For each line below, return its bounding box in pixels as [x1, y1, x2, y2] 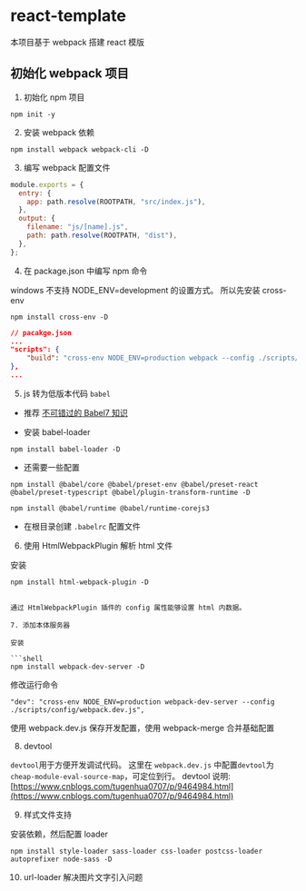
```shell [10, 654, 44, 663]
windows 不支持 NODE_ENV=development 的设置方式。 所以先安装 [10, 284, 261, 295]
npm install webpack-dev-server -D [10, 662, 145, 671]
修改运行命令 [10, 678, 58, 690]
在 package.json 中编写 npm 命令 [23, 265, 148, 276]
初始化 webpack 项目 [10, 65, 130, 82]
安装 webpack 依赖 [23, 126, 94, 137]
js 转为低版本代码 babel [23, 388, 112, 399]
